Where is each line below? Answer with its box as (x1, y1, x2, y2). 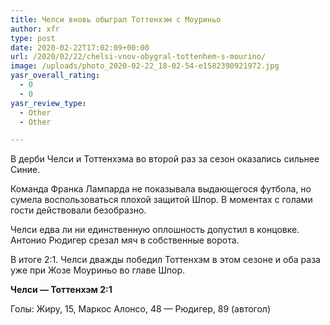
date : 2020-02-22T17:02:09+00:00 (10, 42, 150, 53)
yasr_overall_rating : (10, 71, 101, 81)
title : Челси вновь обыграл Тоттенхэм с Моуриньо (10, 14, 222, 25)
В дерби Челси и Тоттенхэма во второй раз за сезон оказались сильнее (10, 153, 320, 165)
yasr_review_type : (10, 98, 87, 108)
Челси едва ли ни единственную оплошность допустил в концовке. (10, 224, 300, 236)
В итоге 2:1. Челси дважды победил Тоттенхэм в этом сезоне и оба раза (10, 254, 321, 266)
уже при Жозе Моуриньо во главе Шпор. (10, 264, 186, 276)
